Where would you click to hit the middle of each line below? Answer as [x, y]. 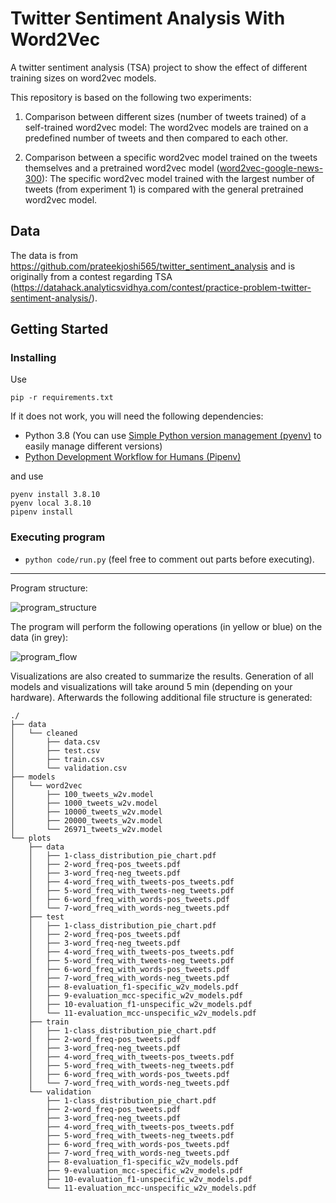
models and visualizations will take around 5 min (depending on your [151, 686]
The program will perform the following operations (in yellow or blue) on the [166, 626]
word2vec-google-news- [271, 168]
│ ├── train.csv [57, 759]
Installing [33, 358]
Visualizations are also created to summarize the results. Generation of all [162, 676]
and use [27, 476]
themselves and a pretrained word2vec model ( [122, 168]
